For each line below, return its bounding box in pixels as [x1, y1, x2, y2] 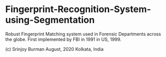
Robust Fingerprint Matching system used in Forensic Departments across [5, 31, 161, 37]
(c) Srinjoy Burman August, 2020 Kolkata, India [5, 46, 104, 52]
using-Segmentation [5, 14, 95, 26]
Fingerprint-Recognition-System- [5, 4, 151, 15]
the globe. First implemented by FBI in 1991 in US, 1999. [5, 36, 122, 42]
